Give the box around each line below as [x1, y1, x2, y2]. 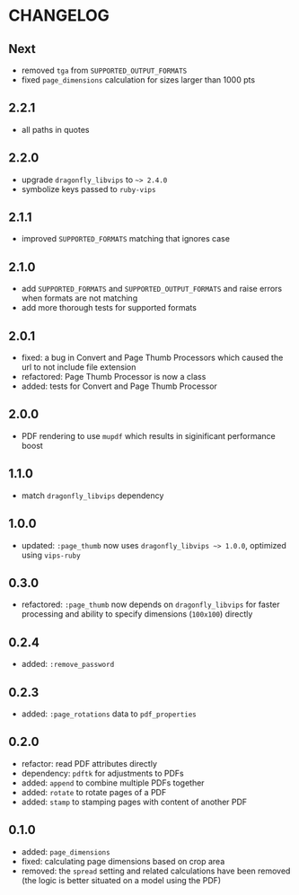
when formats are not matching [21, 293, 138, 303]
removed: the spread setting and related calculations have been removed [21, 865, 291, 876]
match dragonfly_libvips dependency [21, 490, 164, 501]
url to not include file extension [21, 362, 136, 373]
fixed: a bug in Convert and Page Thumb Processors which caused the [21, 352, 284, 364]
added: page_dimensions [21, 846, 110, 857]
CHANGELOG [8, 5, 110, 26]
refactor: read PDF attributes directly [21, 758, 158, 768]
